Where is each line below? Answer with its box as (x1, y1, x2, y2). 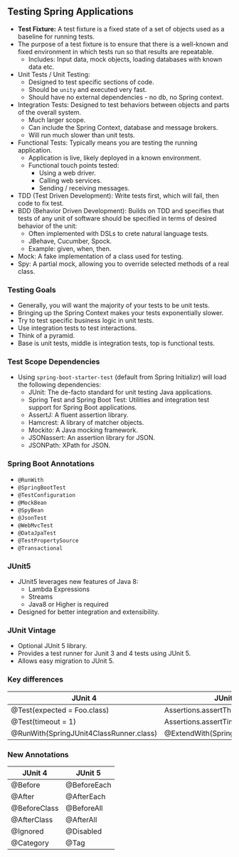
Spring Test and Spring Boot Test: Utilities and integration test (28, 396, 210, 404)
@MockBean (17, 499, 48, 506)
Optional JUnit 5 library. (17, 642, 87, 650)
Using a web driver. (38, 168, 96, 177)
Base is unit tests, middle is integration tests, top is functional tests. (17, 339, 216, 348)
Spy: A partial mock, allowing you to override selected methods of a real (17, 260, 229, 268)
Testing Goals (7, 284, 56, 294)
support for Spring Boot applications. (28, 403, 137, 412)
